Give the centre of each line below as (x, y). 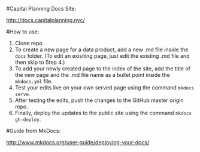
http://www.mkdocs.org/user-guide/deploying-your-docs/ (78, 142)
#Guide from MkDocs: (34, 131)
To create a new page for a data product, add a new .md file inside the (101, 49)
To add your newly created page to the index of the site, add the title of (102, 69)
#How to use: (23, 32)
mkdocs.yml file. (34, 81)
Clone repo (29, 43)
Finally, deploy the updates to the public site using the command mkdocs (103, 113)
